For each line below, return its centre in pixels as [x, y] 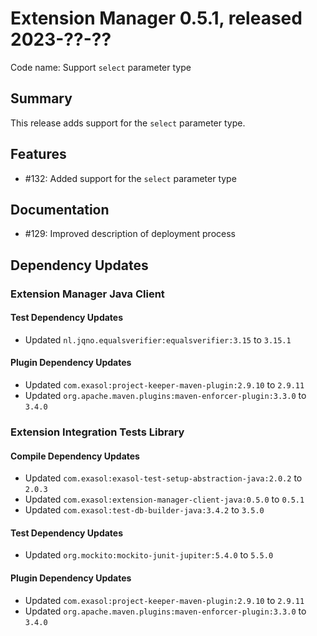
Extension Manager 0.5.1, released [156, 18]
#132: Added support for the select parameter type [130, 178]
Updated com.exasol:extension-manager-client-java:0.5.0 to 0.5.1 [164, 499]
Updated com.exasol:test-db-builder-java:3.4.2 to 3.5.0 [144, 510]
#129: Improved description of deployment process [130, 234]
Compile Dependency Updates [75, 456]
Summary [41, 98]
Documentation [60, 209]
